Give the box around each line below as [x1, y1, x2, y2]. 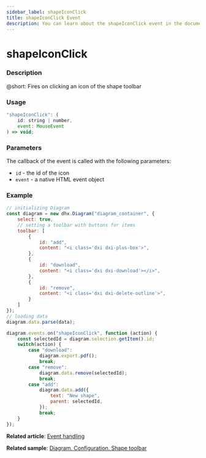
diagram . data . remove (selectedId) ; [39, 370, 128, 376]
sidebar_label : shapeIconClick [6, 9, 86, 15]
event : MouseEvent [17, 123, 64, 129]
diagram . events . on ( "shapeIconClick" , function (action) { [6, 330, 158, 336]
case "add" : [28, 381, 59, 387]
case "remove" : [28, 364, 67, 370]
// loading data [6, 313, 48, 319]
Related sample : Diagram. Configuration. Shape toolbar [6, 444, 147, 451]
